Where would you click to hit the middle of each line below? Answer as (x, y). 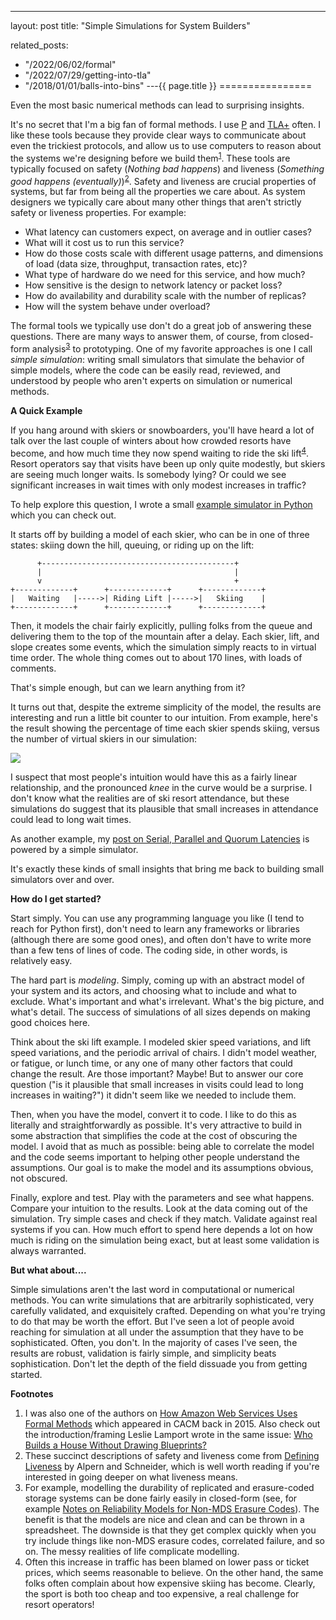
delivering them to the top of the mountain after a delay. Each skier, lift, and (165, 636)
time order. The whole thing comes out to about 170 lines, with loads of (156, 657)
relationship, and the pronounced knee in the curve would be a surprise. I (161, 787)
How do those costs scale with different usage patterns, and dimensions (174, 253)
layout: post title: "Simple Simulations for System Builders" (130, 25)
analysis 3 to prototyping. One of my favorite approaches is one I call (172, 348)
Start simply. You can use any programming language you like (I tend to (157, 918)
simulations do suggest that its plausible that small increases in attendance (164, 808)
